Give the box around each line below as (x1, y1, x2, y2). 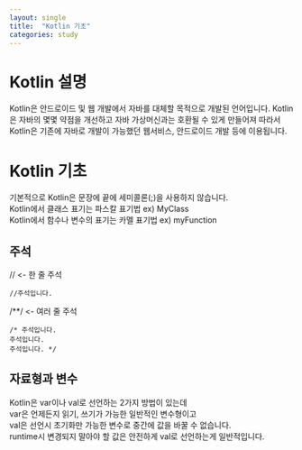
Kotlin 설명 (9, 71, 87, 92)
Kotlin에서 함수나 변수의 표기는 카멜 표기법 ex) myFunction (9, 215, 218, 225)
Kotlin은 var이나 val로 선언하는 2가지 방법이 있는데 (9, 397, 188, 408)
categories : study (9, 30, 78, 39)
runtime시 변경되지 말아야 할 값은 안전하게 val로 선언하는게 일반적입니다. (9, 430, 265, 442)
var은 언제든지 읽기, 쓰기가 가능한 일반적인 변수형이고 (9, 408, 197, 419)
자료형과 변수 (9, 372, 78, 387)
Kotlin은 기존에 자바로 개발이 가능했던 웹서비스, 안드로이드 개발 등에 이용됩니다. (9, 125, 288, 136)
